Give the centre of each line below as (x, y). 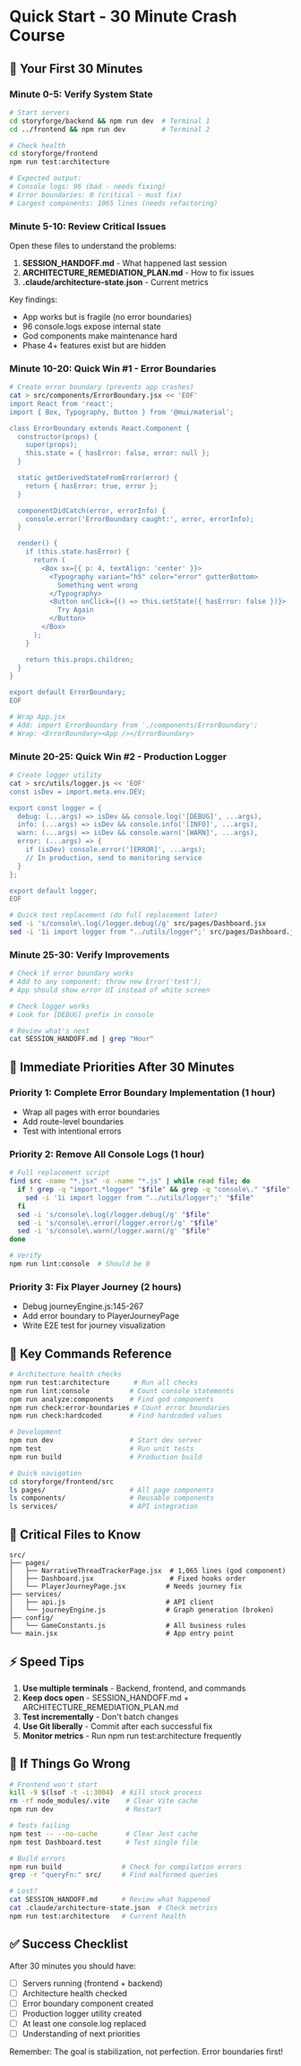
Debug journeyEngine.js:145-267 (83, 1306)
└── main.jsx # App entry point (122, 1633)
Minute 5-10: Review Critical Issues (88, 226)
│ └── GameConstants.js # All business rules (128, 1625)
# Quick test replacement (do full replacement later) (114, 916)
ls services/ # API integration (104, 1507)
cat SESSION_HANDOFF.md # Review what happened (110, 1900)
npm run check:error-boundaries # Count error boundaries (120, 1407)
